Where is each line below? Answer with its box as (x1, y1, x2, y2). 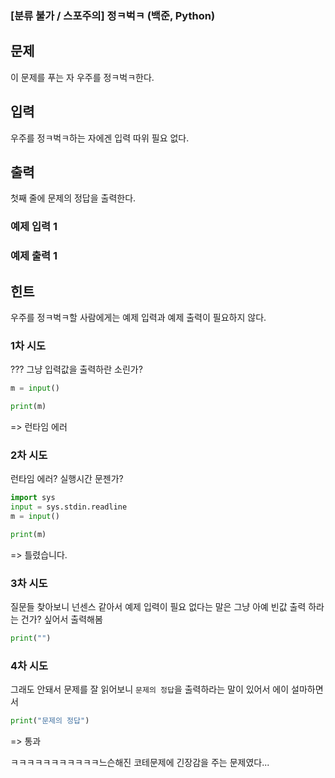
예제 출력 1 (10, 249, 58, 263)
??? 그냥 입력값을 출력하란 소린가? (10, 363, 143, 376)
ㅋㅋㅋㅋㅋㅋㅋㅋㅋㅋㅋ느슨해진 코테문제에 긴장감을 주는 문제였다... (10, 757, 270, 769)
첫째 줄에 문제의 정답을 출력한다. (10, 192, 137, 204)
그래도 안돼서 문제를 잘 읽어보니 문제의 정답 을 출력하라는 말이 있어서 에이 (10, 683, 290, 696)
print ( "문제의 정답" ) (10, 716, 90, 726)
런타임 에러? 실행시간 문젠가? (10, 473, 124, 485)
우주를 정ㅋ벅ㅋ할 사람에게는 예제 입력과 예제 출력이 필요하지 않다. (10, 312, 267, 324)
